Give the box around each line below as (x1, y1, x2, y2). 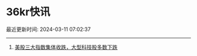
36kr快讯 (6, 5, 50, 19)
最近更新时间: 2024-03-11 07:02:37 (6, 26, 91, 33)
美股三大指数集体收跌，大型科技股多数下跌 (14, 43, 118, 50)
